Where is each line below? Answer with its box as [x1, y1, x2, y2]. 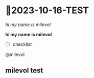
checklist [12, 41, 32, 47]
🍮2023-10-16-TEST [5, 5, 89, 16]
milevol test [5, 66, 43, 75]
